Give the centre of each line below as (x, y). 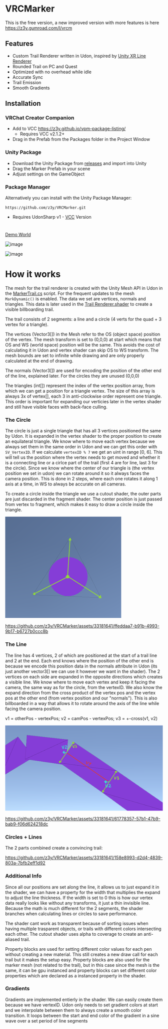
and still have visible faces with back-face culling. (56, 407)
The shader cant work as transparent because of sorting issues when (77, 923)
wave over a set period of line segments (46, 1020)
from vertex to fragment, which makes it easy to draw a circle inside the (79, 504)
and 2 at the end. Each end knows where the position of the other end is (79, 660)
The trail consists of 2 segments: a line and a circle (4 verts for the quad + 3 (83, 319)
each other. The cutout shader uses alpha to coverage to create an (74, 934)
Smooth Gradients (31, 88)
